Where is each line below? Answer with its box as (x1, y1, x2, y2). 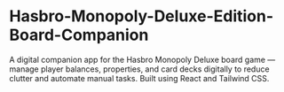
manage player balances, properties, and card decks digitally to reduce (9, 64, 270, 74)
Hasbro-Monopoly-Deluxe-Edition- (9, 6, 274, 27)
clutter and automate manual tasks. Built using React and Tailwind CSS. (9, 73, 270, 83)
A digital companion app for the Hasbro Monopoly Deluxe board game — (9, 54, 276, 65)
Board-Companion (9, 25, 149, 45)
